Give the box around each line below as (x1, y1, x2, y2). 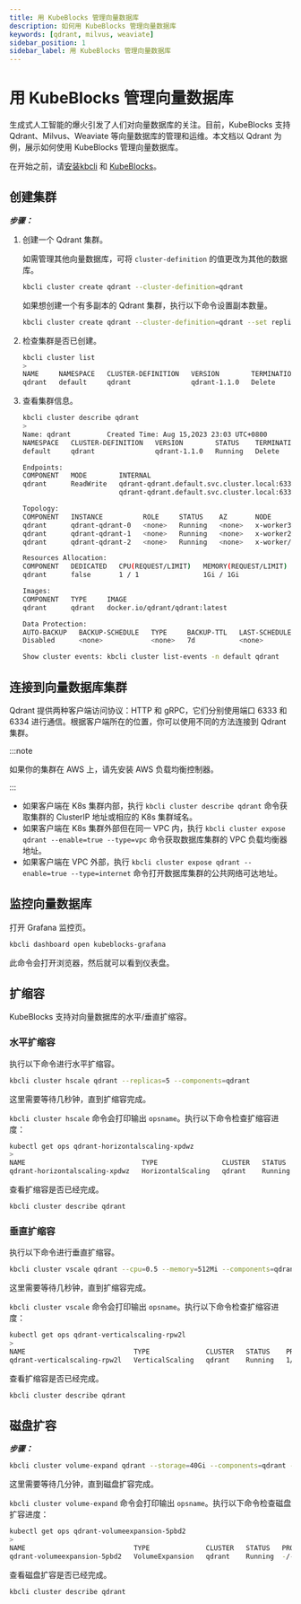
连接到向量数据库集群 (9, 679, 127, 695)
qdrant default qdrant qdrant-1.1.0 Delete (21, 378, 276, 387)
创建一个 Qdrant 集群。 (21, 234, 107, 245)
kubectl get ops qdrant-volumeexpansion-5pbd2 (9, 1527, 186, 1536)
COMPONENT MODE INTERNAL (21, 471, 151, 480)
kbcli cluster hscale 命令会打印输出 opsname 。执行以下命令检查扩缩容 (9, 1112, 271, 1123)
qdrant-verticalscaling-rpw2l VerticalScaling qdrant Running (9, 1355, 275, 1364)
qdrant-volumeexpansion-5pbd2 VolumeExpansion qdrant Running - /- (9, 1552, 295, 1561)
